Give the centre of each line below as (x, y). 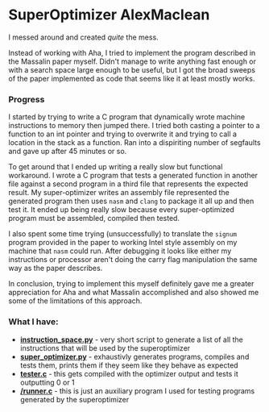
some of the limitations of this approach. (75, 301)
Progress (27, 99)
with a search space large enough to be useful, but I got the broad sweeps (132, 69)
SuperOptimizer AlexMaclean (109, 15)
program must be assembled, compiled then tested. (94, 218)
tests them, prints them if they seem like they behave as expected (129, 365)
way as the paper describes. (56, 268)
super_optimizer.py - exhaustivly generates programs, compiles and (134, 356)
